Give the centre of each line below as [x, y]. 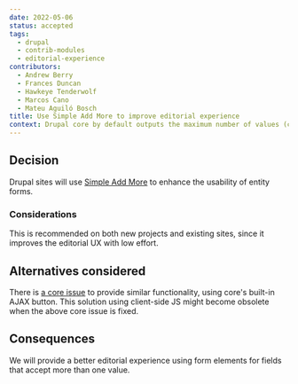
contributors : [35, 67]
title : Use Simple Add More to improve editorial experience [125, 116]
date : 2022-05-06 [41, 17]
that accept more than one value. [70, 370]
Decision [34, 161]
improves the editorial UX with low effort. [84, 243]
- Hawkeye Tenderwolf [57, 91]
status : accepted [41, 26]
